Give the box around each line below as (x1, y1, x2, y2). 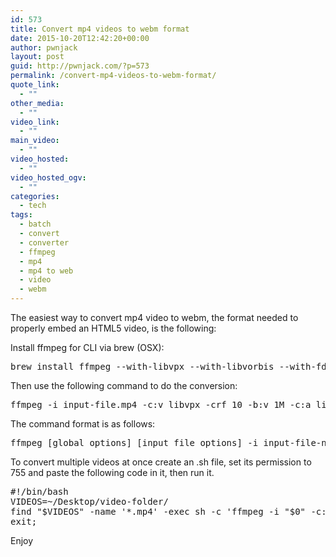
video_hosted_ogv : (10, 172, 87, 183)
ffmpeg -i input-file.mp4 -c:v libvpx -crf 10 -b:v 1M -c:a (10, 399, 312, 410)
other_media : (10, 98, 65, 108)
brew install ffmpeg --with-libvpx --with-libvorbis (10, 361, 275, 372)
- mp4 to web (19, 266, 74, 276)
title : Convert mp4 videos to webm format (10, 24, 190, 34)
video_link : (10, 117, 60, 127)
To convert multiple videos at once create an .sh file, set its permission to (10, 456, 312, 468)
